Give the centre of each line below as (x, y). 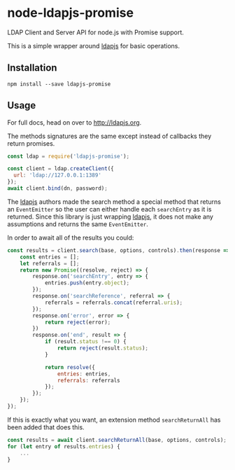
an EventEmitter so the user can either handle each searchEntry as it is (109, 209)
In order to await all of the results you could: (71, 237)
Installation (32, 68)
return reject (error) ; (78, 322)
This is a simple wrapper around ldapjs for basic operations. (94, 46)
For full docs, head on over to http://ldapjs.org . (74, 122)
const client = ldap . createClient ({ (60, 169)
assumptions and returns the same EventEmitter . (78, 224)
